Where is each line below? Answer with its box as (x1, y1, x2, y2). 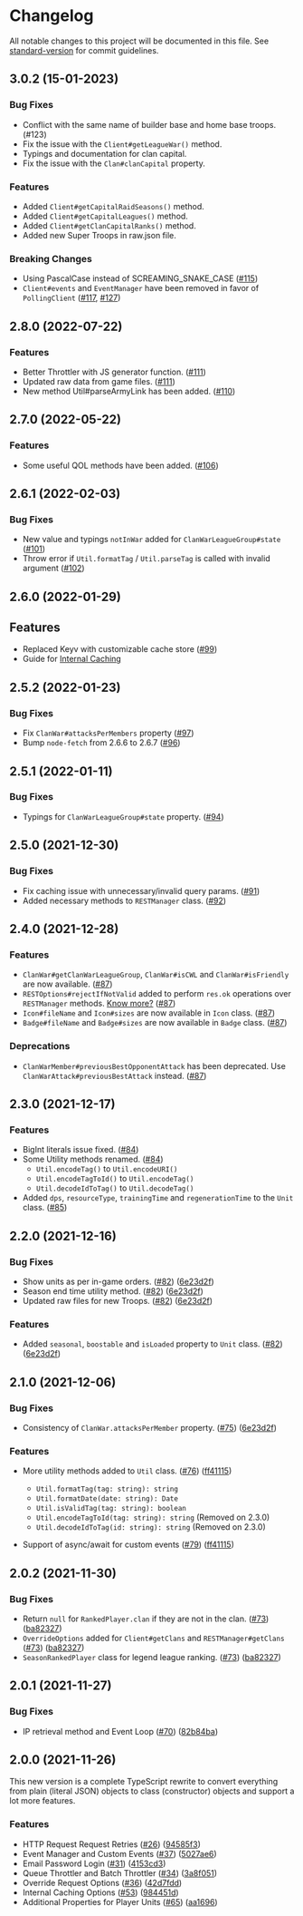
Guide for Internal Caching (22, 654, 122, 665)
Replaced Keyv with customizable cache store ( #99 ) (22, 644, 218, 655)
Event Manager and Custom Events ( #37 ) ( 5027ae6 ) (22, 1848, 217, 1859)
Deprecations (9, 1040, 71, 1053)
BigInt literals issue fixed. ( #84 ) (22, 1144, 139, 1155)
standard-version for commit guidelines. (9, 44, 159, 55)
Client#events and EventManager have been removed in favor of (22, 283, 260, 294)
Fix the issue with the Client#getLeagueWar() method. (22, 138, 223, 150)
